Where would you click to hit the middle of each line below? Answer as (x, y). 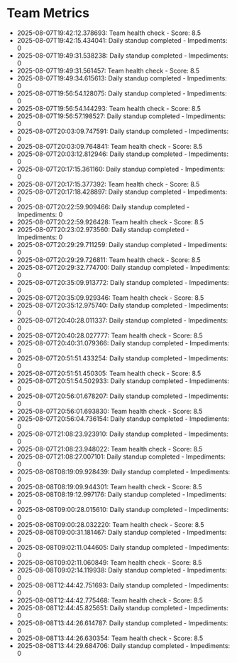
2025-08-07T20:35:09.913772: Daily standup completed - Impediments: (123, 282)
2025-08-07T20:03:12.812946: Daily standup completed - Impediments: (122, 154)
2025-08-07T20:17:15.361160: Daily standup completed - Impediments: (121, 169)
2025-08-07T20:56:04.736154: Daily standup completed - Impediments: (123, 419)
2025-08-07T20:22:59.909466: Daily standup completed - (103, 207)
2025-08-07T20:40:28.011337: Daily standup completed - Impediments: (122, 320)
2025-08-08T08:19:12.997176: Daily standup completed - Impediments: (122, 494)
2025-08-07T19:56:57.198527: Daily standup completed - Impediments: (121, 116)
